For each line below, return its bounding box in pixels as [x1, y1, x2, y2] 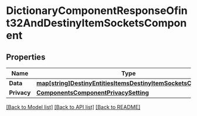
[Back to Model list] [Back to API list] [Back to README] [6, 104, 141, 110]
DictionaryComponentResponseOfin [6, 4, 188, 17]
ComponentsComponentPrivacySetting [36, 89, 150, 97]
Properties [6, 52, 46, 62]
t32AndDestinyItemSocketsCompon [6, 16, 187, 30]
